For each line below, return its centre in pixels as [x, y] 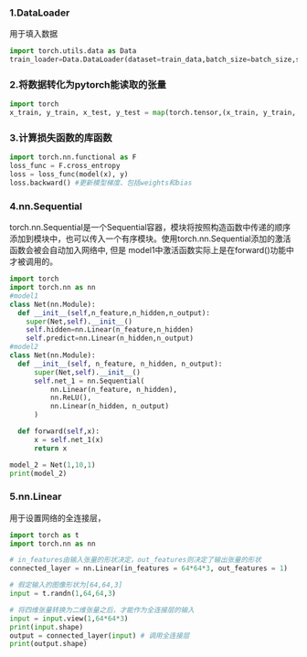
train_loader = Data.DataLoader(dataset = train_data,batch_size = [130, 60]
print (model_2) [38, 473]
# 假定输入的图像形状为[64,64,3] [66, 585]
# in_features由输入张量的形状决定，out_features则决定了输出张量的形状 [136, 560]
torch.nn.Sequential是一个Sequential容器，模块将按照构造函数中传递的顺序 [150, 228]
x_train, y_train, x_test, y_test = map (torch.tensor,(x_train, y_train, [153, 113]
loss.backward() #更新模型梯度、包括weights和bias [101, 183]
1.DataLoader [40, 13]
